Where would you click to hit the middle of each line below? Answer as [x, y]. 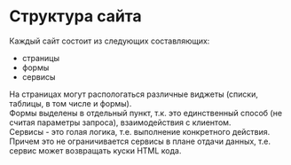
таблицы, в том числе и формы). [71, 103]
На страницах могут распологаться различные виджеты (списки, [134, 94]
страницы [41, 58]
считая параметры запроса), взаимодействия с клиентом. [120, 122]
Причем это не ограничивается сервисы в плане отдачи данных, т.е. [140, 141]
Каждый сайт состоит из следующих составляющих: [110, 41]
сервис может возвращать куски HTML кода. [95, 150]
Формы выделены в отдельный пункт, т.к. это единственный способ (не [145, 113]
